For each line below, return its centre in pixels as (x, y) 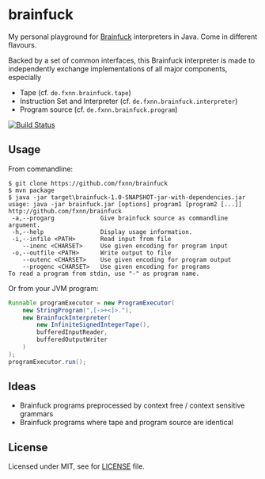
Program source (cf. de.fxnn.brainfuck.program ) (98, 109)
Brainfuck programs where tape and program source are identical (126, 423)
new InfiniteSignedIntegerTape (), (93, 325)
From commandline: (41, 169)
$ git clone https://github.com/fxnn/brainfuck (88, 183)
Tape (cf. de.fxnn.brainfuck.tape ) (76, 92)
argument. (25, 225)
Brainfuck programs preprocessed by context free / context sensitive (132, 405)
